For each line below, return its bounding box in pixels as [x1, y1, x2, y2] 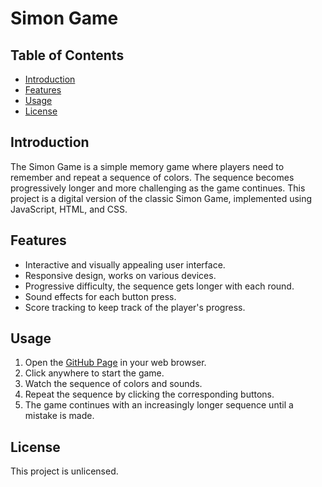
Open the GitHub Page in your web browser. [24, 357, 207, 369]
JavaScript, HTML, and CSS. [10, 203, 128, 215]
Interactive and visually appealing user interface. [24, 258, 226, 271]
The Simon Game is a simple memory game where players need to [10, 160, 285, 172]
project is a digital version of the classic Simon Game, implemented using [10, 192, 313, 204]
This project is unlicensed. [10, 465, 119, 477]
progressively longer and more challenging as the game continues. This [10, 182, 306, 194]
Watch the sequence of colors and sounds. [24, 378, 203, 390]
